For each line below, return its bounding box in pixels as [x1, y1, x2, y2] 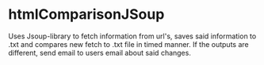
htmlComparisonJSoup [8, 5, 165, 23]
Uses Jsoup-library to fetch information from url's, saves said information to [8, 31, 257, 41]
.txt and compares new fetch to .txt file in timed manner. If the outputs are [8, 39, 249, 49]
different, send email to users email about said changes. [8, 48, 192, 57]
